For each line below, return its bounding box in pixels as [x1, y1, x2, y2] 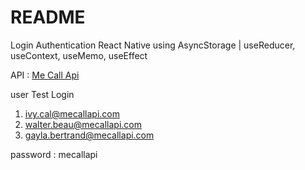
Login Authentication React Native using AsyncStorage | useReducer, [10, 39, 296, 51]
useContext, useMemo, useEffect [10, 49, 148, 61]
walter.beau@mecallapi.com [24, 118, 142, 130]
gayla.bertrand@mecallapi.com [24, 129, 155, 141]
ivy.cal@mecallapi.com [24, 107, 120, 120]
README [10, 6, 86, 29]
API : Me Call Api [10, 69, 80, 81]
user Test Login [10, 88, 75, 100]
